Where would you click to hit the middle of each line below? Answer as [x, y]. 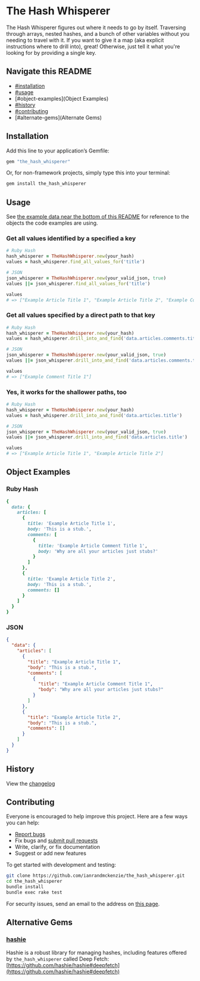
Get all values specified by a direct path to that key [81, 315]
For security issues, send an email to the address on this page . [83, 904]
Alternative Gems [39, 922]
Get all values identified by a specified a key [71, 238]
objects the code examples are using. [52, 223]
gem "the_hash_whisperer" [38, 161]
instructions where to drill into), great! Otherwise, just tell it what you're [93, 46]
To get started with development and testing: [61, 865]
